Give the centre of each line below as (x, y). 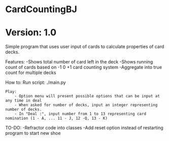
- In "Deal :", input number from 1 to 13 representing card (80, 114)
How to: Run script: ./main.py (36, 83)
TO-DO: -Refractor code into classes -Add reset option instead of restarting (84, 128)
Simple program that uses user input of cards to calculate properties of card (85, 47)
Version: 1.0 (31, 33)
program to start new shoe (33, 133)
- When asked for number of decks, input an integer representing (86, 105)
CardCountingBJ (41, 9)
